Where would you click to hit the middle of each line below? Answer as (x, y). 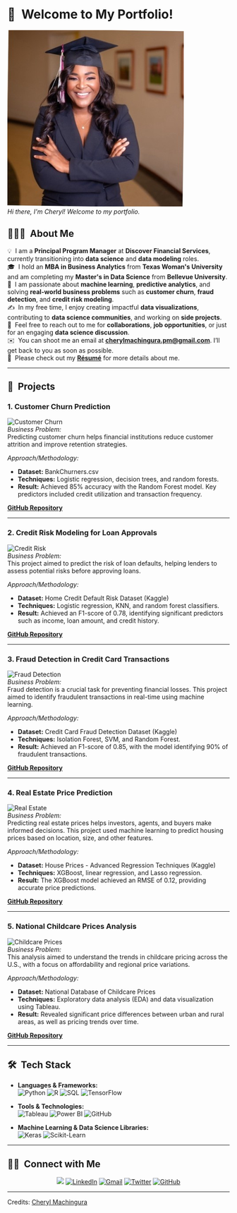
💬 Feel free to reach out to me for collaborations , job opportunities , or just (117, 324)
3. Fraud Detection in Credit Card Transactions (89, 659)
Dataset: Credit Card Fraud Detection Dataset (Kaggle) (97, 732)
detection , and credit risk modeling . (61, 299)
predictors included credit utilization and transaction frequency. (110, 494)
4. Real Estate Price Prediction (60, 793)
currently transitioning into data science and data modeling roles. (103, 258)
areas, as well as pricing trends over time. (78, 1021)
